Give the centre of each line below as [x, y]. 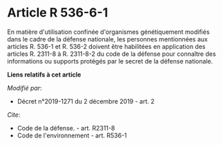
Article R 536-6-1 [58, 13]
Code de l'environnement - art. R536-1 [72, 135]
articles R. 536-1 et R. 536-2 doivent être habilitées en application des [106, 46]
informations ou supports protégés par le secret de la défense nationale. [110, 61]
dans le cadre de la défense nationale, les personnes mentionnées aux [108, 39]
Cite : [14, 115]
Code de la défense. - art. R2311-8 [66, 128]
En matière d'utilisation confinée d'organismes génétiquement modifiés [108, 32]
